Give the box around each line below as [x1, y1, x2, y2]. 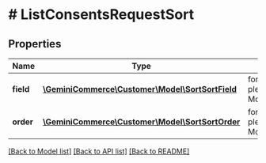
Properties [8, 37, 62, 51]
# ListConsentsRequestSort [8, 6, 195, 24]
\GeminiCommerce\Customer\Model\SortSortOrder [42, 116, 241, 127]
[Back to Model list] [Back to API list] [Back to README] [8, 146, 190, 156]
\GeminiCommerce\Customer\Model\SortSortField [42, 84, 237, 94]
